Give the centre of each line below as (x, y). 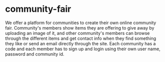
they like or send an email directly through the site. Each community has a (81, 43)
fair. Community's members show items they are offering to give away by (80, 28)
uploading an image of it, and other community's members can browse (78, 33)
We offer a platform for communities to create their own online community (81, 23)
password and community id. (35, 54)
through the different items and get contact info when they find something (81, 38)
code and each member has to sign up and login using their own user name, (83, 49)
